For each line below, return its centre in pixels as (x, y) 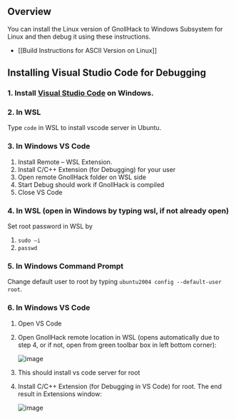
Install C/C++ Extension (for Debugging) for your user (97, 169)
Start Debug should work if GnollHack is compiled (91, 184)
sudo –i (29, 241)
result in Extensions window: (60, 394)
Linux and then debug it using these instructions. (79, 36)
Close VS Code (40, 192)
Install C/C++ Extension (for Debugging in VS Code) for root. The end (120, 386)
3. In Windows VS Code (49, 146)
